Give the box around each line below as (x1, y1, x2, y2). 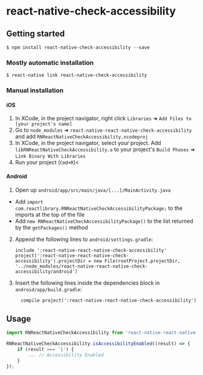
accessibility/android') (14, 268, 78, 274)
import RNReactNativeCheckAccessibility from (6, 329, 123, 336)
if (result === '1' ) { (17, 346, 74, 353)
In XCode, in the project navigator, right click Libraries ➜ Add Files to (14, 115, 192, 122)
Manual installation (6, 86, 64, 95)
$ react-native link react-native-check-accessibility (6, 72, 147, 78)
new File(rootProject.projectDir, (93, 258, 181, 264)
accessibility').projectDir (14, 258, 86, 264)
